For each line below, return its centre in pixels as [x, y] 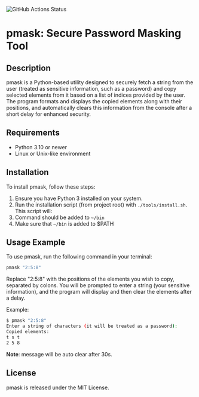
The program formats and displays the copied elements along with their [94, 101]
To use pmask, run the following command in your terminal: [79, 257]
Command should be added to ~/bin [59, 217]
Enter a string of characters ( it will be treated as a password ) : [92, 326]
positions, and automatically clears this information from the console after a [99, 108]
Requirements [33, 133]
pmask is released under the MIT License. [58, 387]
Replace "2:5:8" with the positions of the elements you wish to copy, [90, 279]
